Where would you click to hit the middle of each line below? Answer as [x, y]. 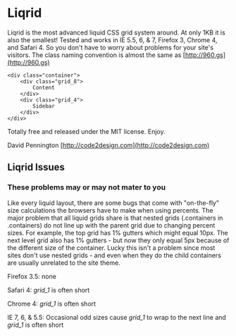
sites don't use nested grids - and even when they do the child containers [114, 255]
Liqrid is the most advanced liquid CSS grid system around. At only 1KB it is [116, 32]
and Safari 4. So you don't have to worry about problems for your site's [110, 47]
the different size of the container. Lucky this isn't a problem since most [111, 247]
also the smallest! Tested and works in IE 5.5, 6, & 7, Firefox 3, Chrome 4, [112, 39]
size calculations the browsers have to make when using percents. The [110, 210]
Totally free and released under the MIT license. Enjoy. [86, 131]
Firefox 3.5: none [32, 276]
